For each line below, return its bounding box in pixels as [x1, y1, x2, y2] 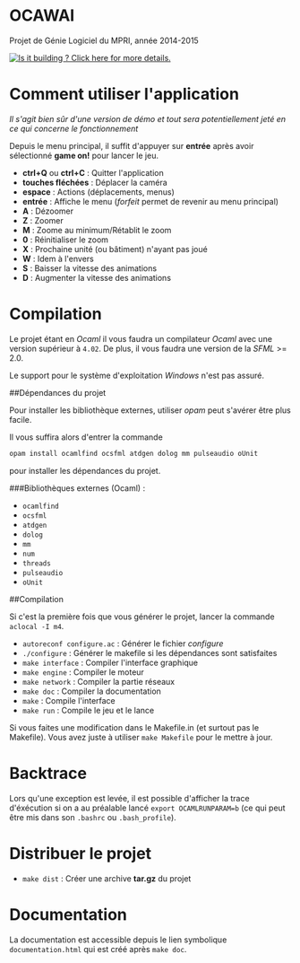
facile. [9, 414, 32, 425]
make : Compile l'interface [21, 695, 116, 705]
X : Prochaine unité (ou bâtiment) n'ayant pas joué [21, 243, 208, 254]
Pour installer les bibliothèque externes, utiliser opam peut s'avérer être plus [9, 405, 291, 416]
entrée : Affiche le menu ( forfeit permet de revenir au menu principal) [21, 196, 279, 206]
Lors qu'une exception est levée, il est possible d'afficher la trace [9, 792, 250, 803]
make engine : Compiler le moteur [21, 666, 145, 678]
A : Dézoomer [21, 206, 74, 216]
